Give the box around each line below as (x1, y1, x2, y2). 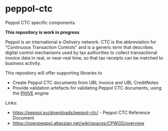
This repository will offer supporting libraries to (5, 69, 102, 75)
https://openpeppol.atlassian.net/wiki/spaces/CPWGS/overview (12, 120, 144, 126)
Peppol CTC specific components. (5, 19, 76, 25)
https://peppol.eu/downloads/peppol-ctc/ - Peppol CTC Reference (12, 109, 150, 115)
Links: (5, 99, 18, 105)
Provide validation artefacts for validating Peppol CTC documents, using (12, 84, 162, 90)
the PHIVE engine (12, 90, 49, 96)
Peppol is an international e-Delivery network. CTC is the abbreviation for (5, 38, 156, 45)
